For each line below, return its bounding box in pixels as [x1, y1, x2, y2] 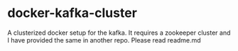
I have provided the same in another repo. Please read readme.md [7, 35, 201, 44]
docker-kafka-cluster [7, 5, 137, 21]
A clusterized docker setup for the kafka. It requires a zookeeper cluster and [7, 28, 231, 37]
